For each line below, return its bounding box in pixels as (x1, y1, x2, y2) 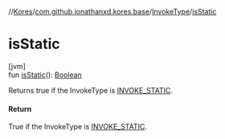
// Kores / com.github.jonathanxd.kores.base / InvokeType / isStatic (8, 7, 217, 16)
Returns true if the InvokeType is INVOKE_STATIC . (8, 85, 174, 95)
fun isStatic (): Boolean (8, 70, 82, 80)
